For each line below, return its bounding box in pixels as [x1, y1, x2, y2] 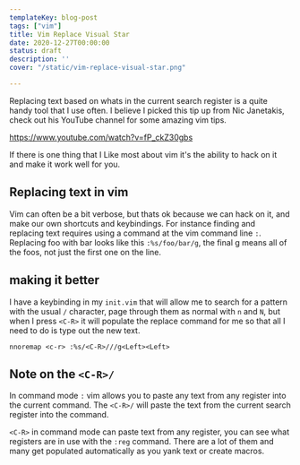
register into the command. [9, 409, 109, 420]
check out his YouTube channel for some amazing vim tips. [9, 114, 227, 125]
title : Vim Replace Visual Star [9, 30, 130, 39]
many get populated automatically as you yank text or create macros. [9, 445, 265, 457]
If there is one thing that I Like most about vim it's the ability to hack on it [9, 149, 278, 159]
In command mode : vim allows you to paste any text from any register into [9, 391, 287, 401]
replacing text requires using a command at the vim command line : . [9, 228, 261, 238]
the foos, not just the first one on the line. [9, 246, 161, 257]
